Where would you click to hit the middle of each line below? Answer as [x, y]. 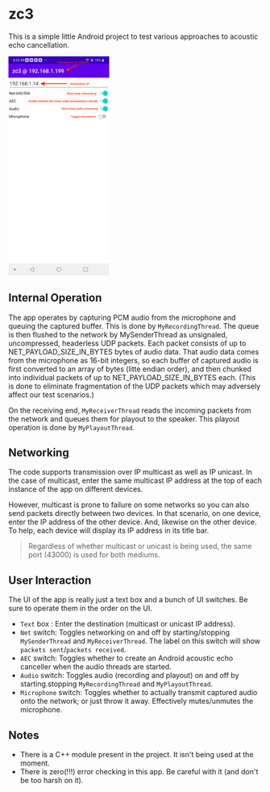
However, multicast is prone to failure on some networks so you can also [129, 505]
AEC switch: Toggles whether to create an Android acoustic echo [127, 658]
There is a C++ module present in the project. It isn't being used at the [137, 755]
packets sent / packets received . [73, 650]
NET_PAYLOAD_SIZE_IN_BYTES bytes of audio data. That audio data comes [134, 351]
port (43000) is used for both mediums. [94, 555]
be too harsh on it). [52, 781]
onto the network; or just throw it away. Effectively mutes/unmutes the [137, 701]
